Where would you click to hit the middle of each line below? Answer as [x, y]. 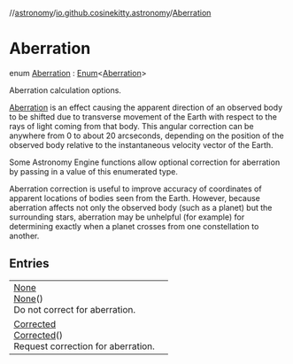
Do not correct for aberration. [74, 309]
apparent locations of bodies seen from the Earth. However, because [135, 197]
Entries [30, 263]
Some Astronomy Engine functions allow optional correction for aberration [145, 162]
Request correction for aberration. [84, 346]
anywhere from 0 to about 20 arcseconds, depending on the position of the [147, 136]
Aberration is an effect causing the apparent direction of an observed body [146, 107]
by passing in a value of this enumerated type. [94, 171]
